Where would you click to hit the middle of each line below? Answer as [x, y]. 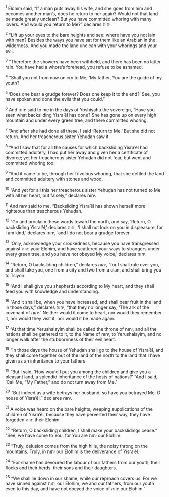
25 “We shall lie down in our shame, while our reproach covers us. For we [81, 478]
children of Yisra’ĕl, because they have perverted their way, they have [78, 414]
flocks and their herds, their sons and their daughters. [61, 468]
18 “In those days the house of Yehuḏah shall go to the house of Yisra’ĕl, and [84, 350]
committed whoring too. [30, 163]
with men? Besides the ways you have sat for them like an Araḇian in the [80, 40]
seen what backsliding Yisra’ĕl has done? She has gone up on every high [81, 115]
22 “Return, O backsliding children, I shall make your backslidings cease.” [81, 430]
